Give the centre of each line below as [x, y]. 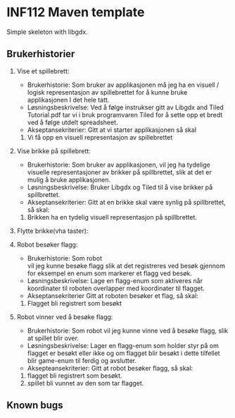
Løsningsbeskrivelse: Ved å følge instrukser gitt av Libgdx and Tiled [126, 107]
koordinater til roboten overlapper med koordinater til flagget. [116, 288]
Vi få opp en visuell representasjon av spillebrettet [100, 137]
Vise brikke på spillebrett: [53, 151]
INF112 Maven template [76, 12]
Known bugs [35, 406]
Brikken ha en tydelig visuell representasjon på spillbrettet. [112, 217]
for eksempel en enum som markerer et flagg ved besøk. [110, 273]
